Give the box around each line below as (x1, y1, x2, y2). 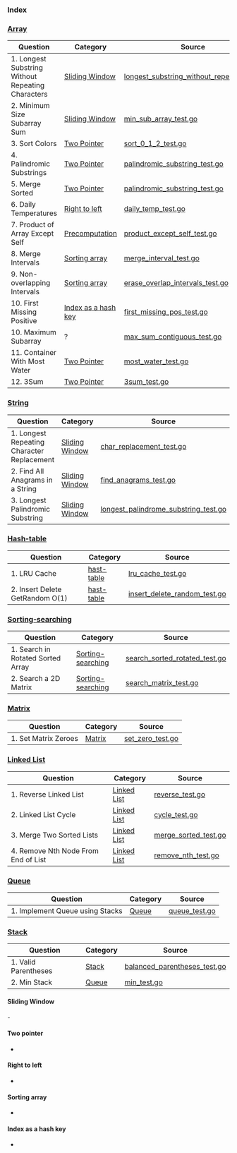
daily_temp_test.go (123, 204, 186, 214)
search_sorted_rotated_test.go (126, 653, 226, 663)
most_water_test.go (123, 356, 189, 366)
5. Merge (11, 179, 41, 189)
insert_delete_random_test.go (128, 588, 226, 598)
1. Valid (11, 958, 36, 967)
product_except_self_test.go (123, 229, 217, 239)
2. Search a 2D (11, 674, 61, 684)
